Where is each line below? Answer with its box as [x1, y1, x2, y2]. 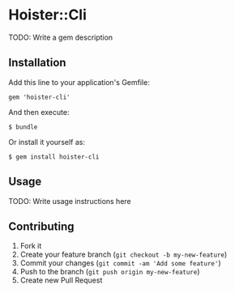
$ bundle [8, 123, 38, 131]
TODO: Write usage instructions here [8, 196, 131, 206]
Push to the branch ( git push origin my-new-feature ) [19, 267, 200, 277]
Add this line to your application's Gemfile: [8, 77, 150, 87]
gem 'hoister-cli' [8, 93, 70, 101]
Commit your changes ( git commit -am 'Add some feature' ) [19, 258, 221, 268]
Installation [8, 56, 66, 70]
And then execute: [8, 107, 70, 117]
